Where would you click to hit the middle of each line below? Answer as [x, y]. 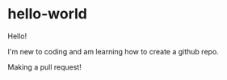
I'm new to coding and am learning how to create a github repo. [113, 51]
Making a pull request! [44, 67]
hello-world [48, 14]
